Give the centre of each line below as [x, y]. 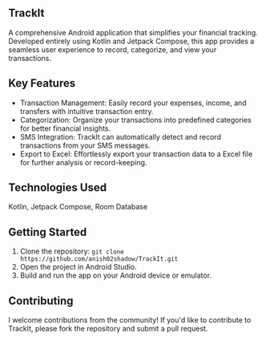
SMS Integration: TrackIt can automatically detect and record [121, 136]
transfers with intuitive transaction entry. [87, 111]
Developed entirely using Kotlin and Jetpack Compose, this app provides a [131, 41]
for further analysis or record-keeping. [83, 162]
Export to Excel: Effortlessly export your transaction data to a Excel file [136, 154]
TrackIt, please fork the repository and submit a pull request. [108, 329]
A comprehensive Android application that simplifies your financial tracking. [133, 32]
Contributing [41, 300]
